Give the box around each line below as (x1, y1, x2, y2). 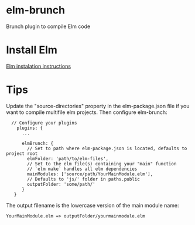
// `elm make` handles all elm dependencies (27, 166, 138, 172)
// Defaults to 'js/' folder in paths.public (27, 176, 141, 182)
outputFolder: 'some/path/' (27, 181, 95, 187)
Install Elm (6, 43, 57, 57)
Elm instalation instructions (6, 63, 71, 70)
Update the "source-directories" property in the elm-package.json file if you (6, 102, 190, 109)
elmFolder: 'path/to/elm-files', (27, 155, 109, 161)
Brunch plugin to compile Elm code (6, 23, 91, 30)
